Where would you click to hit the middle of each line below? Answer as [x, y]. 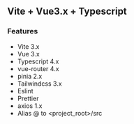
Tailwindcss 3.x [39, 84]
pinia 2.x [30, 76]
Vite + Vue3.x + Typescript [67, 11]
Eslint [25, 91]
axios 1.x [30, 106]
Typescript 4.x [38, 61]
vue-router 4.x [38, 68]
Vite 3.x [28, 46]
